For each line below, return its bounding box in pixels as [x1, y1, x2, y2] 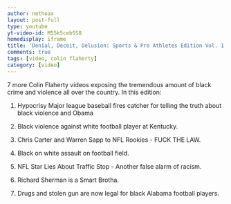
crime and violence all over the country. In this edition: [7, 88, 162, 96]
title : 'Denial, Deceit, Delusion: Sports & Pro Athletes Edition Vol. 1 [7, 42, 225, 49]
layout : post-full [7, 17, 60, 24]
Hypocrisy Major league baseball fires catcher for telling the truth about [17, 101, 222, 109]
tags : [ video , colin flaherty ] [7, 55, 98, 62]
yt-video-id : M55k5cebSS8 [7, 29, 82, 37]
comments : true [7, 49, 51, 56]
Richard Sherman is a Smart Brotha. [17, 176, 120, 184]
